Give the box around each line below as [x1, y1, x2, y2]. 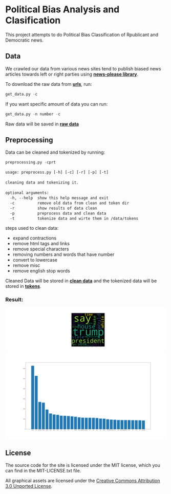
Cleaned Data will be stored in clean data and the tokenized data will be [5, 278, 157, 284]
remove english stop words [12, 268, 70, 274]
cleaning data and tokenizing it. [5, 180, 79, 186]
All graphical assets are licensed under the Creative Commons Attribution [5, 478, 160, 484]
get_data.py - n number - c [5, 112, 60, 117]
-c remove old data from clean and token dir [10, 200, 130, 206]
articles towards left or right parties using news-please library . [5, 71, 139, 77]
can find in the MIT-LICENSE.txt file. [5, 468, 81, 474]
